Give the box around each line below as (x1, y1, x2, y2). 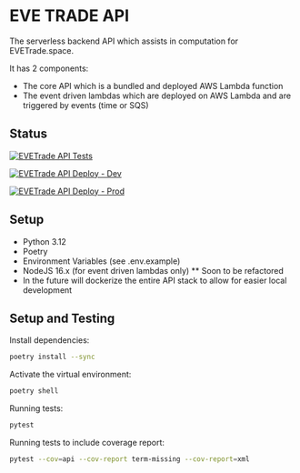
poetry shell (9, 387, 59, 396)
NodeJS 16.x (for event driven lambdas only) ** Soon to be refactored (22, 265, 285, 276)
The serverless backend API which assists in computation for (9, 35, 239, 46)
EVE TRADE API (9, 5, 130, 26)
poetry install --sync (9, 352, 95, 362)
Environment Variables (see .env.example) (22, 256, 181, 267)
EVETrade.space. (9, 45, 75, 55)
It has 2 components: (9, 63, 89, 74)
